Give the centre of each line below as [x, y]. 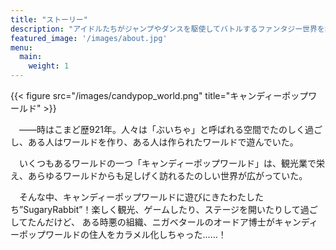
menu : [21, 47]
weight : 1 [49, 66]
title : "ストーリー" [49, 19]
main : [31, 57]
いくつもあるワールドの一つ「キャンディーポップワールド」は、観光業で [167, 163]
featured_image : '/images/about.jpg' [89, 38]
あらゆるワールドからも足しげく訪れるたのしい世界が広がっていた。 [167, 175]
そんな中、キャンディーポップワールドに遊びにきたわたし [137, 197]
